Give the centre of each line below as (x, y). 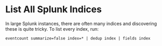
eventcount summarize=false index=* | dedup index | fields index (78, 38)
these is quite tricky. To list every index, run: (52, 29)
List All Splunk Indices (53, 9)
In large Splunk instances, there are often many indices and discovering (81, 24)
